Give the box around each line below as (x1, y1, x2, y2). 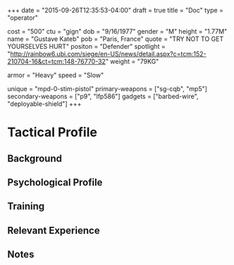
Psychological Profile (7, 176, 103, 188)
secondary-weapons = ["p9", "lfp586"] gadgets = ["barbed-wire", (7, 92, 199, 100)
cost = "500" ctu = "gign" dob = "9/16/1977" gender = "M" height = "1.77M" (7, 28, 228, 35)
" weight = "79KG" (105, 57, 159, 66)
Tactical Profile (7, 124, 97, 141)
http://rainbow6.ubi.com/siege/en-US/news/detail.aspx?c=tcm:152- (10, 49, 207, 58)
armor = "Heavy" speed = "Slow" (7, 71, 104, 79)
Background (7, 152, 62, 165)
